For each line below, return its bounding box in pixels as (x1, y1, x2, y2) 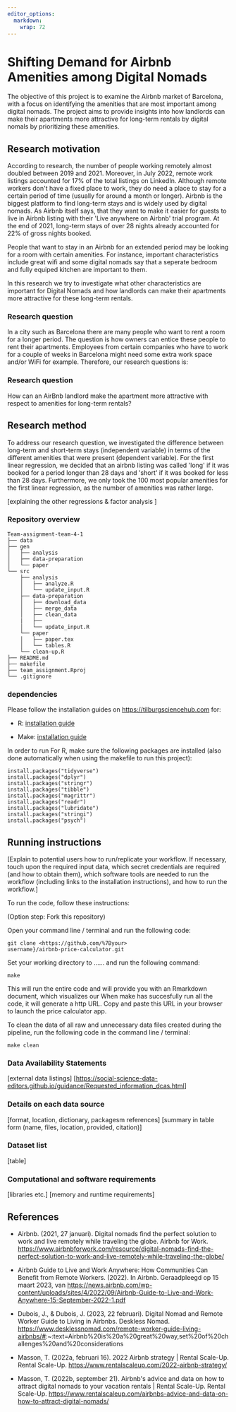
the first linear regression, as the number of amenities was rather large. (7, 483, 213, 492)
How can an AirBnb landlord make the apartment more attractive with (7, 392, 209, 400)
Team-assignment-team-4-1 (7, 531, 83, 538)
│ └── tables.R (20, 642, 71, 649)
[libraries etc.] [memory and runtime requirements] (7, 1190, 155, 1199)
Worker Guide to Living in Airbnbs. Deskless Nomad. (17, 1317, 170, 1325)
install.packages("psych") (7, 817, 87, 824)
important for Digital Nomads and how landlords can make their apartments (7, 287, 226, 295)
